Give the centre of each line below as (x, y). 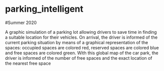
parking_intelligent (44, 9)
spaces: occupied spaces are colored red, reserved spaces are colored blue (82, 47)
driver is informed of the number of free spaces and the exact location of (79, 58)
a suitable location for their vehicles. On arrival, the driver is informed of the (81, 37)
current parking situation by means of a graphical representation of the (77, 42)
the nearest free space (28, 63)
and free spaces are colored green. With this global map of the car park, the (82, 53)
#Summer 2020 (21, 23)
